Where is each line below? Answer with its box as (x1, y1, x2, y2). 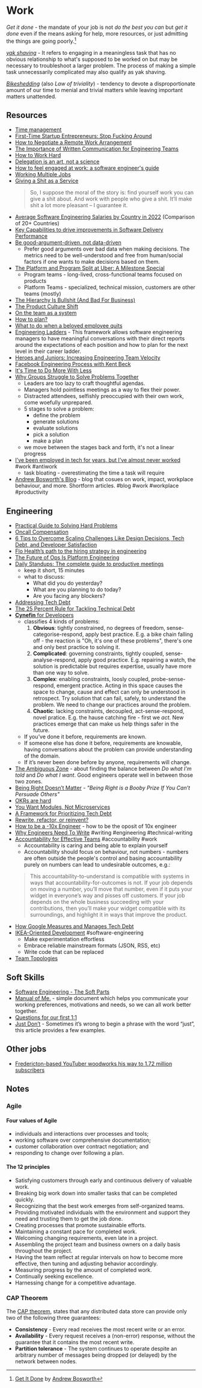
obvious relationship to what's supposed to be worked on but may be (6, 55, 178, 63)
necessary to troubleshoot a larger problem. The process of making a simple (6, 61, 196, 69)
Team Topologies (14, 955, 58, 962)
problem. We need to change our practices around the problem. (32, 701, 191, 708)
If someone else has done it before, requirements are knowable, (23, 739, 182, 747)
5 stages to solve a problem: (23, 405, 94, 412)
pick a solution (32, 431, 69, 438)
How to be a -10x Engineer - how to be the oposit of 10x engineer (14, 823, 177, 830)
